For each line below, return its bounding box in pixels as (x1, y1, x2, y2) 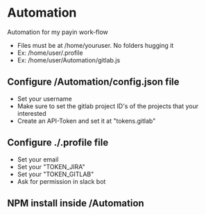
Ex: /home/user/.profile (17, 49, 83, 57)
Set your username (17, 94, 72, 103)
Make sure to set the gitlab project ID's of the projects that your (17, 102, 199, 110)
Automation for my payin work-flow (7, 28, 109, 36)
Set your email (17, 155, 59, 164)
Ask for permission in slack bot (17, 177, 106, 185)
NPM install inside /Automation (7, 197, 144, 209)
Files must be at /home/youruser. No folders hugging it (17, 41, 174, 49)
